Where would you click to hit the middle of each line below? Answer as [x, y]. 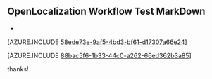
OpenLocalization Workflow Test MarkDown [106, 12]
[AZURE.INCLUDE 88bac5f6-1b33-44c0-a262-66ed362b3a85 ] [99, 55]
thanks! [18, 69]
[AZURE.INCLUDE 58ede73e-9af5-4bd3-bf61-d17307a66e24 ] [98, 42]
